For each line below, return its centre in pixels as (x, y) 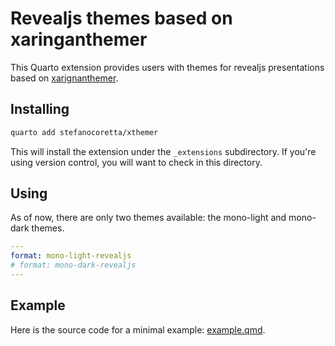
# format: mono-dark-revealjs (73, 265)
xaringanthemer (79, 39)
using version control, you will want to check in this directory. (136, 162)
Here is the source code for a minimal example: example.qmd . (138, 329)
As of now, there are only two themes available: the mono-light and (148, 218)
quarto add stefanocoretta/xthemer (84, 132)
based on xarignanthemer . (64, 78)
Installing (40, 109)
